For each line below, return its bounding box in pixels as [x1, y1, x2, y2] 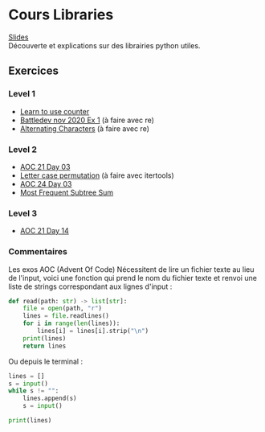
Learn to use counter [19, 106, 90, 116]
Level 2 [8, 143, 38, 154]
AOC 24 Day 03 [19, 179, 72, 188]
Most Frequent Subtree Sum [19, 187, 114, 197]
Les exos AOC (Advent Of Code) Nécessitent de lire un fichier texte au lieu [8, 264, 255, 274]
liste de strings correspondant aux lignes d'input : [8, 282, 173, 291]
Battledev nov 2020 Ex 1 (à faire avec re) [19, 115, 155, 125]
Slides [8, 32, 29, 42]
